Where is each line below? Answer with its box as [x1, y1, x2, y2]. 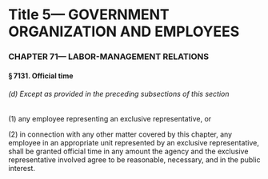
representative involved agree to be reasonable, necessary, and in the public [8, 154, 261, 165]
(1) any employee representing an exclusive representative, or [8, 113, 212, 123]
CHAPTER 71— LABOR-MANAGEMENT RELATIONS [8, 51, 210, 62]
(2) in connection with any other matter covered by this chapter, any [8, 129, 233, 139]
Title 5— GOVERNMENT [8, 6, 170, 24]
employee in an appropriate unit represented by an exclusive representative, [8, 137, 260, 147]
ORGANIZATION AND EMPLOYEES [8, 22, 240, 41]
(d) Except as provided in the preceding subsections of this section [8, 89, 230, 99]
